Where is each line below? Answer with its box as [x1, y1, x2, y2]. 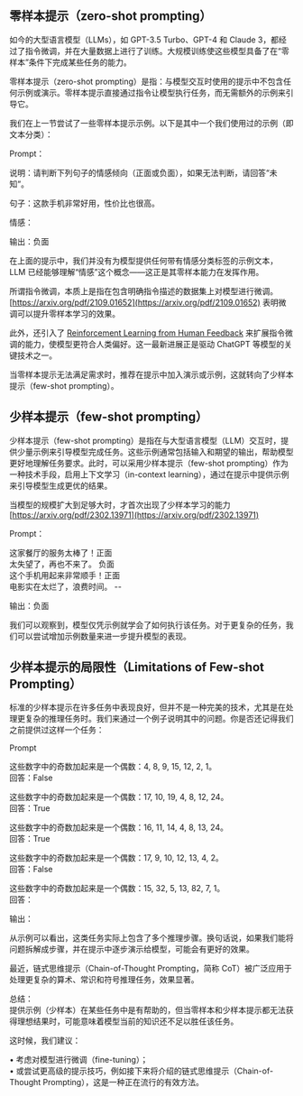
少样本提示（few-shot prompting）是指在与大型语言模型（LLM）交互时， [9, 435, 281, 446]
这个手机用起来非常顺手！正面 [9, 569, 120, 580]
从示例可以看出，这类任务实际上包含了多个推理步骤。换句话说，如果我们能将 [9, 933, 294, 944]
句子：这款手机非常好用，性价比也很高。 [9, 198, 160, 208]
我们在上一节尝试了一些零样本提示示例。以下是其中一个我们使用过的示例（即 [9, 117, 294, 128]
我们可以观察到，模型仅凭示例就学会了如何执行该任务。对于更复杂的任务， [9, 619, 286, 630]
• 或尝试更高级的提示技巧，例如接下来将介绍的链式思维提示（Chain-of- [9, 1065, 273, 1076]
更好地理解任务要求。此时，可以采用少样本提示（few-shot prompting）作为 [9, 457, 289, 468]
